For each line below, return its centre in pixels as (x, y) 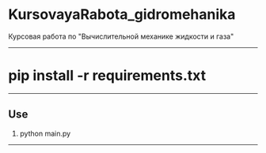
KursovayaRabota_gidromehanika (122, 15)
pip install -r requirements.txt (107, 76)
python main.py (45, 133)
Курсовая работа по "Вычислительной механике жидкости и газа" (121, 36)
